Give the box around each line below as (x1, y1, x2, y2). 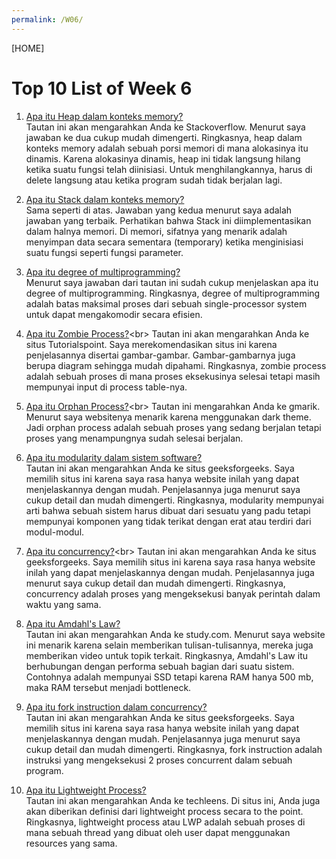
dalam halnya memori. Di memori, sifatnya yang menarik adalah (25, 225, 288, 237)
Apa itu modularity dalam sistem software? (25, 451, 203, 463)
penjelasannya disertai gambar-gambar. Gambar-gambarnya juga (25, 349, 296, 361)
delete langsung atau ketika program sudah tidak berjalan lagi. (25, 174, 283, 186)
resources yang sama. (25, 837, 118, 849)
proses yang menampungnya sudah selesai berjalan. (25, 432, 244, 444)
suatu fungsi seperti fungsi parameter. (25, 246, 184, 258)
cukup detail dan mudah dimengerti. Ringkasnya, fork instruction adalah (25, 743, 323, 755)
